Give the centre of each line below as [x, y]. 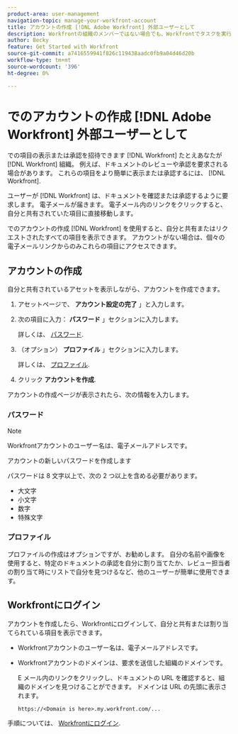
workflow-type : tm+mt [39, 60]
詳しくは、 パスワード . [50, 335]
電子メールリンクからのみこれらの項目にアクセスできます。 [94, 246]
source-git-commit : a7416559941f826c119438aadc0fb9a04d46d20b [101, 54]
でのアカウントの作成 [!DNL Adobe [109, 117]
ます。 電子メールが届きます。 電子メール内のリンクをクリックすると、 [123, 205]
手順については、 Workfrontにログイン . [64, 723]
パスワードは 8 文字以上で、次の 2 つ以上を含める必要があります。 [104, 475]
